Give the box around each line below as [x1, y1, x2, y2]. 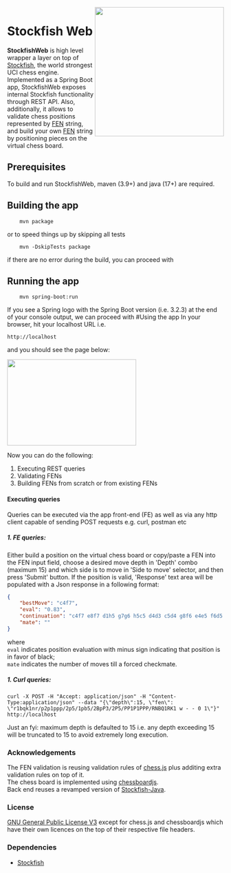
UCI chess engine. [7, 68, 60, 76]
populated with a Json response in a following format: [7, 580, 159, 588]
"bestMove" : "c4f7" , [19, 599, 78, 607]
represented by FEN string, [7, 119, 84, 127]
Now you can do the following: [7, 451, 94, 460]
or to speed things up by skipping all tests [7, 230, 126, 238]
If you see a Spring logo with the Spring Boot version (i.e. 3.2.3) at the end [7, 306, 218, 314]
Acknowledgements [7, 748, 76, 757]
